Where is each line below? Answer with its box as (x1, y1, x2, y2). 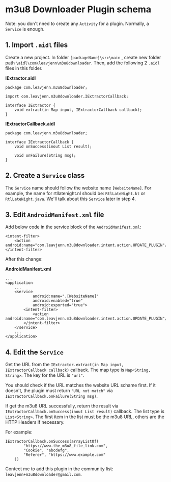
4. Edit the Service (5, 348, 64, 356)
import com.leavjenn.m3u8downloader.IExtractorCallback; (5, 93, 129, 99)
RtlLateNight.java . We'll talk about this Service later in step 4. (5, 196, 136, 202)
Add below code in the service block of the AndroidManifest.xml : (5, 224, 141, 230)
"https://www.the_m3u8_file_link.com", (23, 443, 108, 449)
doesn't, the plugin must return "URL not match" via (5, 388, 113, 394)
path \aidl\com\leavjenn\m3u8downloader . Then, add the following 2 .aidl (5, 60, 160, 66)
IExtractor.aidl (5, 75, 36, 81)
